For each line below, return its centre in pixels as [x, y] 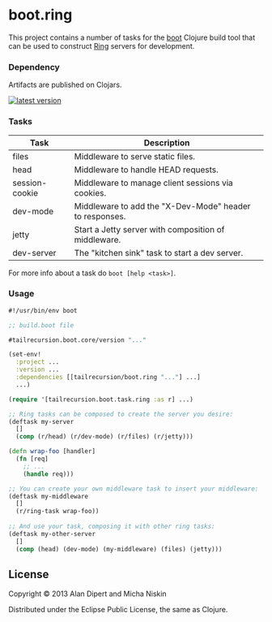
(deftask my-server [41, 421]
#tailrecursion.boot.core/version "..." [78, 340]
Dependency [34, 67]
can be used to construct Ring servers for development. [102, 45]
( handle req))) [49, 474]
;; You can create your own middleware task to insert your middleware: [134, 489]
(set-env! [25, 355]
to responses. [100, 216]
